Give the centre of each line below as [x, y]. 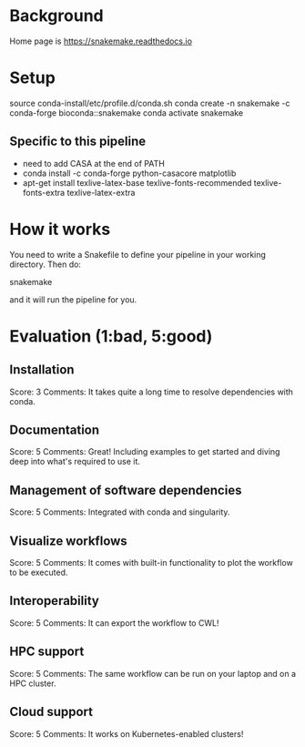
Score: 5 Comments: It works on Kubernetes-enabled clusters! [127, 733]
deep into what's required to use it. [75, 462]
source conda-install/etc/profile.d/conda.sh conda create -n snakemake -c [150, 103]
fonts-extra [44, 192]
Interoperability [55, 601]
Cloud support [51, 712]
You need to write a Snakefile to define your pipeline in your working [138, 254]
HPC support [47, 652]
